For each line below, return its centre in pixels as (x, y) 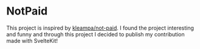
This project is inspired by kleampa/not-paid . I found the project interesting (100, 28)
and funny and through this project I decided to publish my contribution (95, 34)
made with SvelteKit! (32, 41)
